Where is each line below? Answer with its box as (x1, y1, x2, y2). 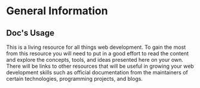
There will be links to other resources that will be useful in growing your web (6, 62, 194, 70)
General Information (6, 4, 109, 18)
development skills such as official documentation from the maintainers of (6, 69, 188, 76)
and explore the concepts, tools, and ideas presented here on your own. (6, 56, 184, 63)
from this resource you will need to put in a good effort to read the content (6, 50, 189, 57)
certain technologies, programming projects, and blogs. (6, 76, 143, 82)
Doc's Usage (6, 28, 55, 38)
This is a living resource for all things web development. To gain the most (6, 43, 186, 51)
